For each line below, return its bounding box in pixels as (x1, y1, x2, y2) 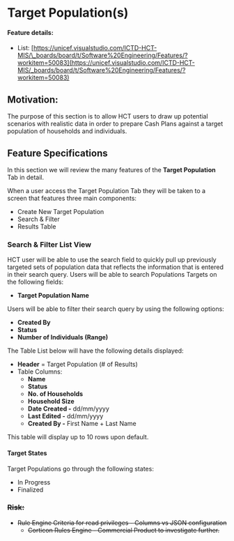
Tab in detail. (7, 173, 45, 182)
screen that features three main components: (7, 194, 137, 203)
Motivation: (7, 93, 58, 105)
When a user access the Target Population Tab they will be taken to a (7, 187, 206, 195)
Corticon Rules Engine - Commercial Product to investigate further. (27, 526, 220, 534)
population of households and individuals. (7, 127, 127, 135)
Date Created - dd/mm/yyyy (27, 404, 109, 413)
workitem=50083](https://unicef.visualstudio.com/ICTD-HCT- (17, 59, 195, 67)
